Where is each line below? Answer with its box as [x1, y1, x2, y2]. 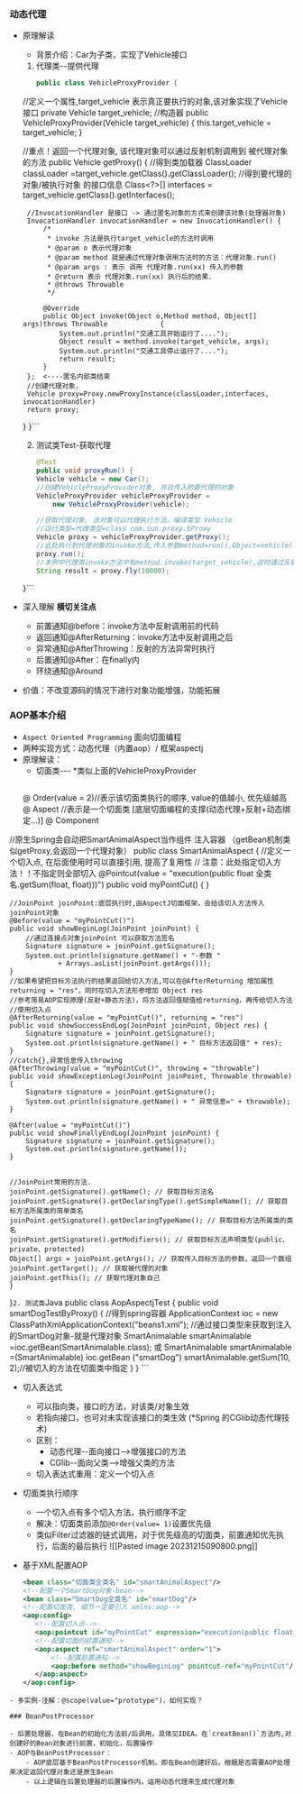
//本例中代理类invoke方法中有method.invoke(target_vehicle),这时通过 [35, 557, 284, 567]
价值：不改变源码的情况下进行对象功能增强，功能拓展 [22, 684, 221, 695]
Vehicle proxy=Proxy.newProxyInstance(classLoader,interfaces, [26, 389, 270, 398]
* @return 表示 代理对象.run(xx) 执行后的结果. [46, 272, 213, 281]
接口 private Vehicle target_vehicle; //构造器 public [22, 107, 209, 118]
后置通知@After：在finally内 [35, 654, 140, 664]
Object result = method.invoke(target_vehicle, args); [59, 337, 270, 346]
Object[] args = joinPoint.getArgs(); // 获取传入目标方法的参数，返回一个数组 [9, 1254, 292, 1263]
